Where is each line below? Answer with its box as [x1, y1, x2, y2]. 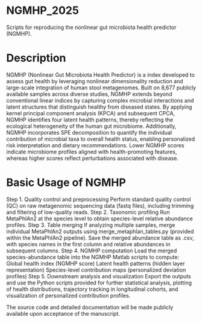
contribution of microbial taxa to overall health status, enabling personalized [6, 135, 195, 142]
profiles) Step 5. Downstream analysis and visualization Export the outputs [6, 272, 191, 280]
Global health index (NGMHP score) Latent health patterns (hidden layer [6, 260, 185, 267]
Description [6, 51, 66, 65]
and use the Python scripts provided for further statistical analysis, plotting [6, 279, 192, 286]
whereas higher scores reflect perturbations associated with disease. [6, 155, 179, 162]
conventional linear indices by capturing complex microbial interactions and [6, 97, 194, 104]
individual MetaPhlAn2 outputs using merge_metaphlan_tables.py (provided [6, 228, 194, 235]
